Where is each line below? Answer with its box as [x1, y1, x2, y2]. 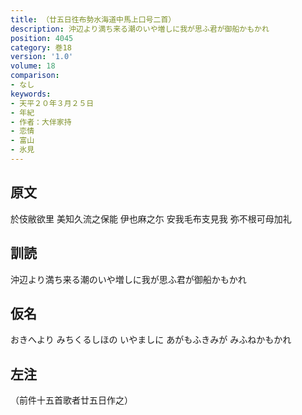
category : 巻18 [10, 42, 72, 53]
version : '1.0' [10, 52, 74, 62]
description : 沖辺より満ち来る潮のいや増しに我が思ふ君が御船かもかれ [10, 24, 270, 34]
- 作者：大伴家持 [10, 117, 72, 127]
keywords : [10, 89, 52, 99]
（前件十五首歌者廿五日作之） [10, 394, 133, 406]
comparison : [10, 71, 60, 81]
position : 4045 [10, 33, 74, 43]
